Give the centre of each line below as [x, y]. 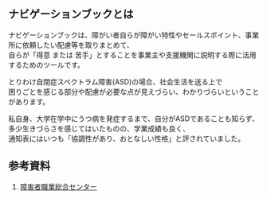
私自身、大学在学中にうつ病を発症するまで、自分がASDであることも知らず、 [133, 119]
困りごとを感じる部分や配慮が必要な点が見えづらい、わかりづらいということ [134, 92]
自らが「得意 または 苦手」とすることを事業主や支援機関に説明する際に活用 [132, 55]
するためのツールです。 [47, 64]
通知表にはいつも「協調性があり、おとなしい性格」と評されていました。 [127, 139]
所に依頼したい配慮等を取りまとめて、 [71, 45]
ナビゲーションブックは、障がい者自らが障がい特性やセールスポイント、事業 [134, 35]
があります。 [29, 101]
